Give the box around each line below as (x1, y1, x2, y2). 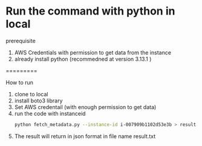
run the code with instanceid (14, 110, 86, 117)
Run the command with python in (5, 4, 175, 18)
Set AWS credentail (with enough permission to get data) (14, 103, 157, 110)
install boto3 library (14, 97, 63, 104)
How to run (5, 79, 34, 86)
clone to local (14, 90, 48, 98)
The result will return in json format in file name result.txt (14, 132, 156, 140)
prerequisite (5, 37, 36, 44)
